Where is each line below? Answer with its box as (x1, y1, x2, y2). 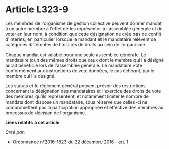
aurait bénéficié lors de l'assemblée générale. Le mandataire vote (5, 62, 142, 68)
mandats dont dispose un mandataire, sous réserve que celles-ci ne (5, 98, 148, 105)
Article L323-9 (5, 4, 69, 15)
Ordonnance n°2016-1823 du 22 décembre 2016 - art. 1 (12, 139, 128, 145)
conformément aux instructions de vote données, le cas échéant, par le (5, 67, 155, 74)
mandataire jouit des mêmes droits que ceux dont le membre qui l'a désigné (5, 57, 164, 63)
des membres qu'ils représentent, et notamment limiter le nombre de (5, 93, 149, 100)
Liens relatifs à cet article (5, 119, 60, 125)
